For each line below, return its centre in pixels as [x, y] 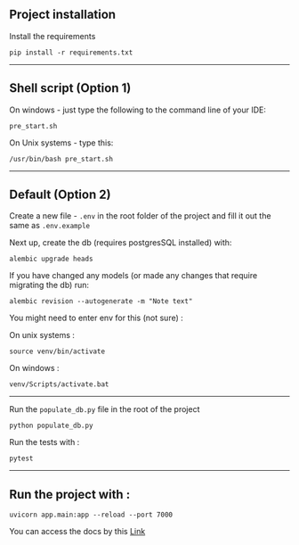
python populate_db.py [51, 426]
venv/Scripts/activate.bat [59, 384]
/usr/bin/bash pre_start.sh [61, 159]
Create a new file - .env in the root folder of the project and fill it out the [140, 216]
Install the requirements [53, 36]
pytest [21, 458]
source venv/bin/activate [57, 351]
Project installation [63, 15]
